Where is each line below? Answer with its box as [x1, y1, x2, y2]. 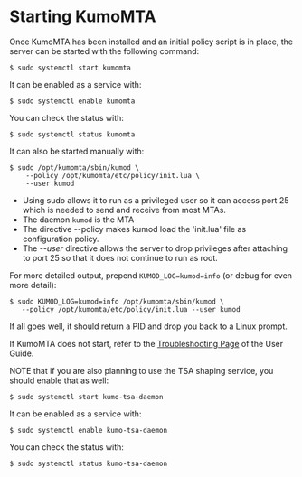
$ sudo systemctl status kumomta [9, 129, 136, 139]
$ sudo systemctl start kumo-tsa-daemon [9, 392, 165, 401]
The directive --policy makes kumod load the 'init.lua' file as [22, 223, 247, 234]
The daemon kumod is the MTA [22, 214, 135, 225]
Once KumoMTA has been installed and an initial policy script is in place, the [9, 36, 294, 47]
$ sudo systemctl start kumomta [9, 63, 131, 72]
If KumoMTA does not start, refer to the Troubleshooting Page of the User [9, 338, 284, 349]
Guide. [9, 348, 34, 359]
